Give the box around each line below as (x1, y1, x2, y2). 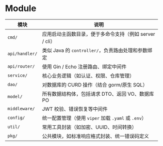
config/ (7, 115, 25, 120)
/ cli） (42, 38, 56, 44)
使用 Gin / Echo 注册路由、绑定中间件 (42, 63, 127, 70)
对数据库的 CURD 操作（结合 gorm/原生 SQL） (42, 81, 148, 88)
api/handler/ (7, 51, 38, 56)
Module (5, 3, 36, 14)
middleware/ (7, 106, 35, 111)
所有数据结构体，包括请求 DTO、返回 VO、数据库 (42, 90, 154, 97)
